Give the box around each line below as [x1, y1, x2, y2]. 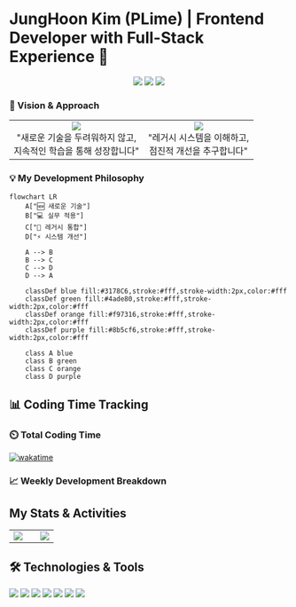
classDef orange [25, 310, 86, 319]
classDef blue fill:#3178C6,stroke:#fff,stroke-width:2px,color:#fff [25, 287, 288, 296]
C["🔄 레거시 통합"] [25, 223, 88, 232]
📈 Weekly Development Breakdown [9, 475, 167, 487]
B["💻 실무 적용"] [25, 211, 84, 220]
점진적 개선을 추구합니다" [149, 145, 248, 157]
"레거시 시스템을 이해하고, [147, 131, 250, 144]
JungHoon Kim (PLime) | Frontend [9, 9, 264, 29]
